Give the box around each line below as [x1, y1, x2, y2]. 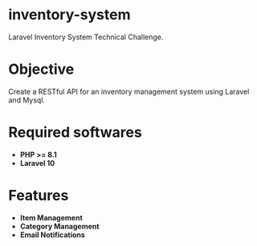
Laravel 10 [19, 158, 55, 167]
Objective [8, 60, 75, 79]
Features [8, 187, 69, 204]
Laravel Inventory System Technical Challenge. [8, 32, 164, 42]
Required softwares [8, 123, 142, 142]
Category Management [19, 221, 100, 231]
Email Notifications [19, 230, 86, 240]
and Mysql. [8, 95, 46, 105]
